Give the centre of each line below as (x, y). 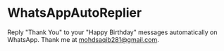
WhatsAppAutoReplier (75, 13)
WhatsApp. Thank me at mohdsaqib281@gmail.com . (83, 39)
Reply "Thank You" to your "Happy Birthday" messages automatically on (112, 32)
